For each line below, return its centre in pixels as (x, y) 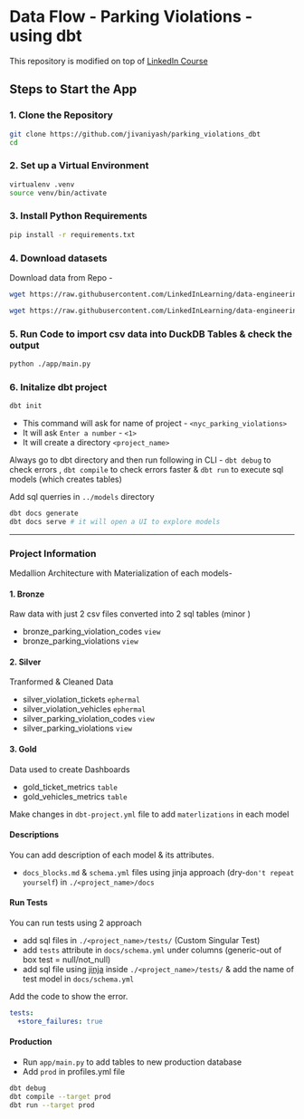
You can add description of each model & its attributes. (112, 855)
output (24, 345)
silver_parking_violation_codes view (89, 719)
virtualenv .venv (42, 184)
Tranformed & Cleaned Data (62, 682)
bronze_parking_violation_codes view (91, 632)
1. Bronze (27, 594)
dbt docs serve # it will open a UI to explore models (115, 521)
